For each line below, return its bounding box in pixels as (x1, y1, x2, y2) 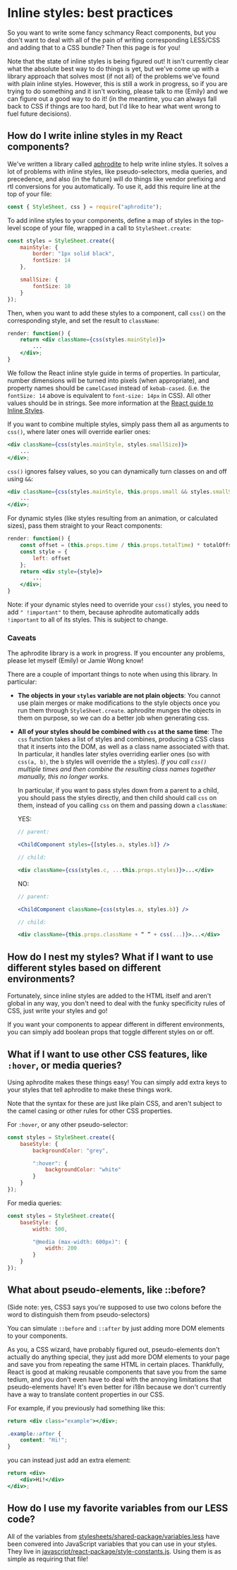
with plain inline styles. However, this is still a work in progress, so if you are (7, 79, 228, 87)
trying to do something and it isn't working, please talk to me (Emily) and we (7, 87, 229, 95)
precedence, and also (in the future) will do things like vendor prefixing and (7, 174, 226, 183)
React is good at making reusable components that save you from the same (7, 1367, 227, 1376)
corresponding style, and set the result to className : (7, 316, 160, 325)
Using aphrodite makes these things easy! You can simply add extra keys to (7, 1077, 227, 1086)
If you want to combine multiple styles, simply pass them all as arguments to (7, 420, 229, 428)
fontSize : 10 (32, 282, 71, 290)
